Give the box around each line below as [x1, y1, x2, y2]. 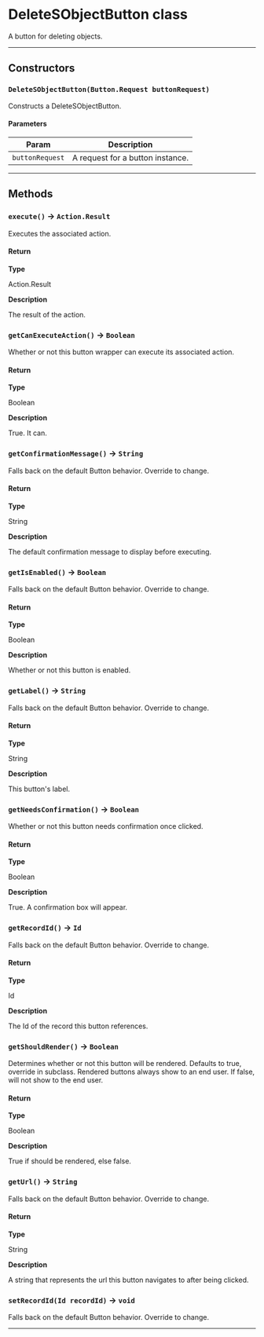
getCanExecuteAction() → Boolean [8, 329, 135, 340]
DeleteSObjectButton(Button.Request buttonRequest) [8, 85, 211, 94]
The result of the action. [8, 310, 86, 319]
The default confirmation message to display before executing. [8, 547, 212, 556]
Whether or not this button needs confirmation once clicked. [8, 822, 203, 831]
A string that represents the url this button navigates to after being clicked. [8, 1275, 249, 1284]
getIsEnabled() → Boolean [8, 566, 107, 577]
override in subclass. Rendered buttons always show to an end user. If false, [8, 1067, 255, 1077]
